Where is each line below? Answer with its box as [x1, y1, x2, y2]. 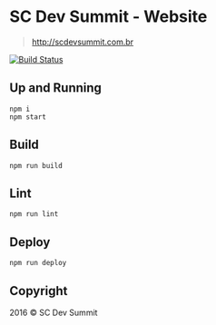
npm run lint [9, 210, 59, 219]
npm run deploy [9, 259, 67, 268]
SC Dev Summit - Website [9, 6, 208, 27]
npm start [9, 112, 47, 122]
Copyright [9, 283, 68, 299]
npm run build [9, 161, 64, 170]
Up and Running [9, 80, 103, 96]
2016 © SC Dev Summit [9, 307, 98, 318]
